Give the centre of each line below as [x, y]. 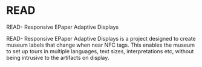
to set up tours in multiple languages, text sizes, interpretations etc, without [100, 51]
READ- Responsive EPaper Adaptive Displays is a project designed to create [101, 38]
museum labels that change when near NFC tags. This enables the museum [101, 45]
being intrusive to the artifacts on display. [58, 57]
